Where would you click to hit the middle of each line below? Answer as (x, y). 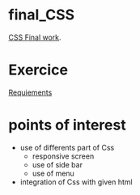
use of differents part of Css (67, 147)
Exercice (38, 70)
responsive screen (63, 156)
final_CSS (42, 15)
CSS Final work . (35, 37)
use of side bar (57, 164)
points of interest (68, 125)
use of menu (53, 173)
